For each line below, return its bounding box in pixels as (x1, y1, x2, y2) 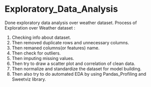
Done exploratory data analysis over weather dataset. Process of (4, 20, 137, 26)
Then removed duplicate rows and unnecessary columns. (11, 39, 129, 45)
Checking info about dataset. (11, 34, 71, 40)
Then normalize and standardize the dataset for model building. (11, 65, 142, 72)
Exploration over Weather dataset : (4, 25, 75, 30)
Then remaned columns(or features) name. (11, 45, 100, 51)
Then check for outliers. (11, 50, 61, 56)
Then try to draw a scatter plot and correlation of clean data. (11, 60, 136, 66)
